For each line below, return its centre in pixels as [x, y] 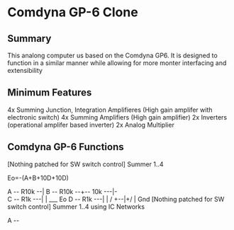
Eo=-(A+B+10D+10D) [38, 178]
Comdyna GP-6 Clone [73, 12]
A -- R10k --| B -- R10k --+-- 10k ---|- [62, 191]
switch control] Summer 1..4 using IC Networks [76, 207]
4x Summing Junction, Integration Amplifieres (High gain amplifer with [110, 110]
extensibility [25, 70]
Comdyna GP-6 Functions [66, 147]
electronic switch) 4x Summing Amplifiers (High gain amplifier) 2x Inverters [117, 117]
